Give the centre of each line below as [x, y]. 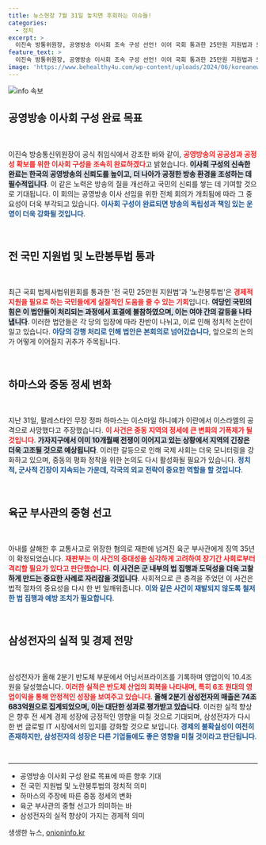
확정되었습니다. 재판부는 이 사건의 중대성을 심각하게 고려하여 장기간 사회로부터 [136, 558]
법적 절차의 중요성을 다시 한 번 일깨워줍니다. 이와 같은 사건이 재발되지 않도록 [125, 588]
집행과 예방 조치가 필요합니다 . [69, 598]
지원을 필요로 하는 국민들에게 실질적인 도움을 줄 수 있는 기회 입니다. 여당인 [120, 302]
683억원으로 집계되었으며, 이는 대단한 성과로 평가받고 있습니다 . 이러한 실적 [123, 706]
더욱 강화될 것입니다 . [54, 213]
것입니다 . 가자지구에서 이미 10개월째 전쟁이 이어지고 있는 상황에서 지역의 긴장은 [129, 440]
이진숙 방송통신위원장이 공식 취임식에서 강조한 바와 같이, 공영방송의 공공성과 [125, 154]
